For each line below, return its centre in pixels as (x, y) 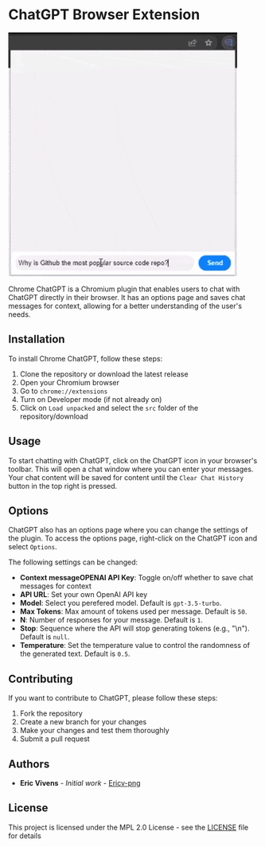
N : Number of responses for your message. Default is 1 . (111, 620)
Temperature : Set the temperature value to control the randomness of (135, 646)
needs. (19, 314)
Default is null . (45, 637)
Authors (29, 764)
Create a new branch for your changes (83, 722)
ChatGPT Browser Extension (104, 15)
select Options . (33, 547)
